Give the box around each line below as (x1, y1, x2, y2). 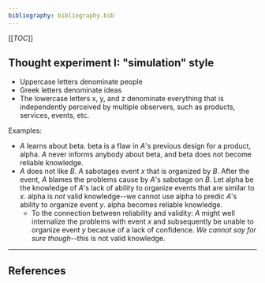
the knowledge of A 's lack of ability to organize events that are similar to (19, 183, 255, 193)
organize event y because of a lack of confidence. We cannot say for (31, 225, 256, 235)
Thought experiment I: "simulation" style (8, 56, 215, 70)
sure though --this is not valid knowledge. (31, 234, 166, 243)
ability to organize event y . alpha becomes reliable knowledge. (19, 200, 223, 209)
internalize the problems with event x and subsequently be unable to (31, 217, 254, 226)
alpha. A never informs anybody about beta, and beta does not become (19, 149, 252, 159)
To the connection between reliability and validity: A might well (31, 209, 235, 218)
